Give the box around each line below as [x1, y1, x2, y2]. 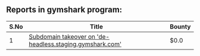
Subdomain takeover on [29, 32, 96, 41]
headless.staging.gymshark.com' [29, 40, 122, 48]
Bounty [169, 22, 191, 30]
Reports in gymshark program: [6, 5, 123, 15]
